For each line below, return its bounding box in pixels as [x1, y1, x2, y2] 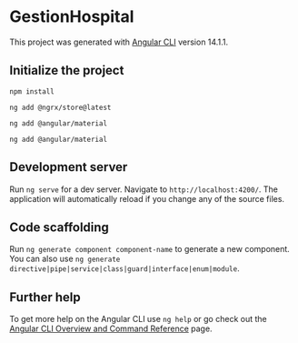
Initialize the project [9, 63, 124, 78]
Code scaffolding [9, 219, 109, 235]
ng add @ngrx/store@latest [9, 103, 112, 112]
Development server [9, 159, 128, 175]
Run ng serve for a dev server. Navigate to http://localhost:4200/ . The [9, 184, 279, 195]
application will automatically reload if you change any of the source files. [9, 193, 284, 204]
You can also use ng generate [9, 253, 121, 265]
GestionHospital [9, 6, 134, 27]
